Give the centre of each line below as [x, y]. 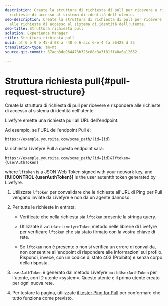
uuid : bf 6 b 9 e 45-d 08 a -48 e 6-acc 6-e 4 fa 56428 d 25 [70, 43]
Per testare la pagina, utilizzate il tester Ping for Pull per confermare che [86, 293]
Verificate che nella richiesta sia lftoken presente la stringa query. [88, 217]
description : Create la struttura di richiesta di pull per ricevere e [81, 10]
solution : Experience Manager [37, 33]
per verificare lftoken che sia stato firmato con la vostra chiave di [88, 232]
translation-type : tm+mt [31, 47]
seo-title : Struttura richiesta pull [44, 29]
